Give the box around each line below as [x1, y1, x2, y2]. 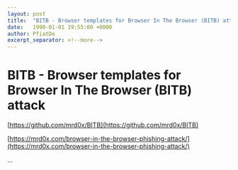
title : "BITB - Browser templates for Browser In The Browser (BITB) [7, 17, 220, 24]
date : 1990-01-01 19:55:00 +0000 [7, 23, 113, 30]
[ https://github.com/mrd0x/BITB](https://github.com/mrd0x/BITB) [7, 121, 199, 130]
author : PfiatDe [7, 30, 55, 38]
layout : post [7, 10, 46, 18]
